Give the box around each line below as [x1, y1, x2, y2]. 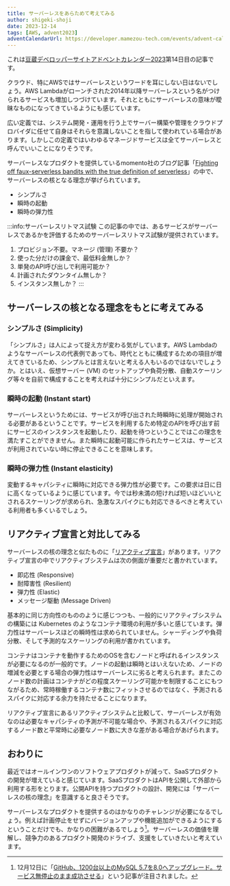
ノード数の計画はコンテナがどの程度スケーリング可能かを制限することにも [7, 677, 217, 685]
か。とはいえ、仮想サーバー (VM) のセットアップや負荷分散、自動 [7, 366, 192, 374]
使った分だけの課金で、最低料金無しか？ [16, 254, 131, 262]
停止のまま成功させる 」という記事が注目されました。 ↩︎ [40, 872, 199, 880]
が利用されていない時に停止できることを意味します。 [7, 445, 156, 453]
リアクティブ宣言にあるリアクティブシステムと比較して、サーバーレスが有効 [7, 709, 221, 717]
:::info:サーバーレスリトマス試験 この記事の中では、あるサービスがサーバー [7, 222, 218, 230]
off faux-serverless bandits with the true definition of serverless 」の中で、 [7, 167, 218, 175]
